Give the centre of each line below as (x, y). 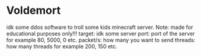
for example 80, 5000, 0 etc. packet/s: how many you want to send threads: (101, 40)
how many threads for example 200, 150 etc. (62, 46)
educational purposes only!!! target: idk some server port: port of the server (101, 33)
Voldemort (34, 11)
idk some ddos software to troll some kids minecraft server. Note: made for (100, 27)
